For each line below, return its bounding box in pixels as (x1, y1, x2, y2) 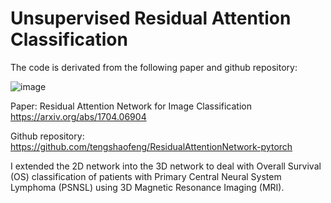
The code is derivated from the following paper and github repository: (10, 61, 298, 73)
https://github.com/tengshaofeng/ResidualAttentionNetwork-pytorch (10, 140, 293, 152)
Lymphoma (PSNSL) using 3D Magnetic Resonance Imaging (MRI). (10, 181, 285, 193)
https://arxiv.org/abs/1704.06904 (10, 110, 147, 122)
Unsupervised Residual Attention (10, 7, 292, 30)
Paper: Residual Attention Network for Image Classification (10, 100, 252, 112)
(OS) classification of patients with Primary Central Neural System (10, 170, 282, 182)
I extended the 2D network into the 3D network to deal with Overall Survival (10, 160, 322, 172)
